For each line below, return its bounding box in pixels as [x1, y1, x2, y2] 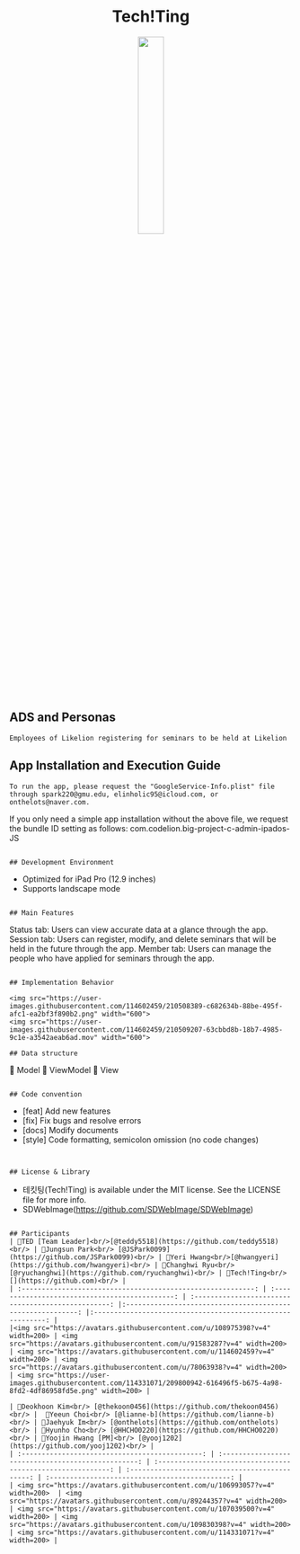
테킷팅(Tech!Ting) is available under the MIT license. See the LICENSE [22, 1184, 281, 1194]
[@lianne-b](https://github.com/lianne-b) [113, 1409, 276, 1419]
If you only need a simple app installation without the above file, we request [9, 813, 289, 824]
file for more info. [22, 1194, 87, 1205]
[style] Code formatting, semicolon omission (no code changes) [22, 1134, 259, 1145]
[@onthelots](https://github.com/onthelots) [109, 1417, 279, 1426]
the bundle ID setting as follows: [9, 822, 128, 833]
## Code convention [9, 1089, 83, 1098]
